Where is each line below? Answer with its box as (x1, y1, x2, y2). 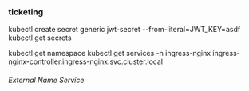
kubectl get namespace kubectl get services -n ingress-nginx (8, 49, 211, 58)
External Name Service (8, 75, 85, 85)
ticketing (8, 6, 44, 18)
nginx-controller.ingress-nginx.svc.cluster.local (8, 57, 164, 66)
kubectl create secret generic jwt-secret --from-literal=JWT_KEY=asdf (8, 25, 241, 34)
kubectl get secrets (8, 33, 72, 42)
